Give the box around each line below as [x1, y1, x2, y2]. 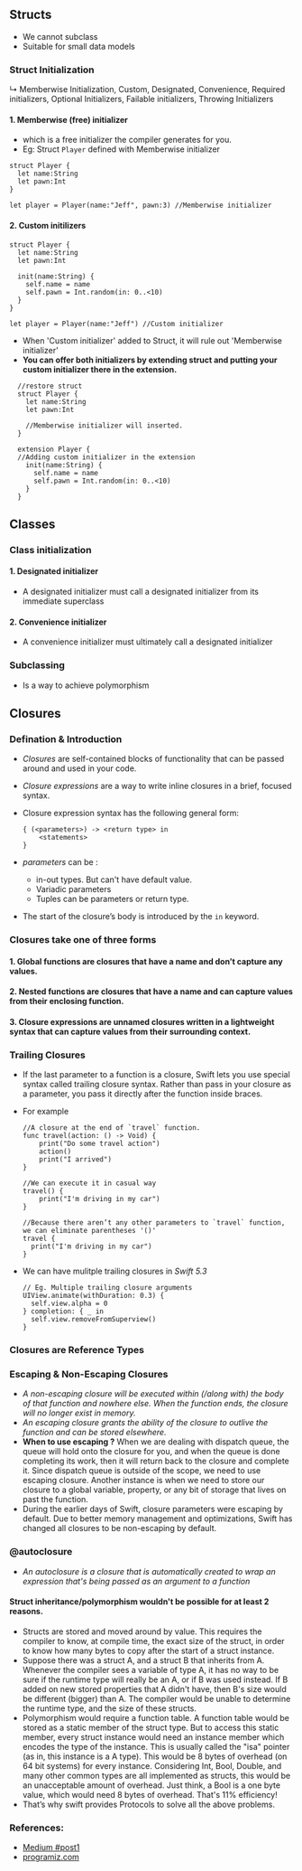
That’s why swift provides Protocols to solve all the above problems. [22, 1799, 275, 1810]
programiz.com [22, 1852, 79, 1863]
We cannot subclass [22, 31, 98, 42]
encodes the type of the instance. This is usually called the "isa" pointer [22, 1741, 290, 1752]
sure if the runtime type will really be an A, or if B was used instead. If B [22, 1674, 288, 1685]
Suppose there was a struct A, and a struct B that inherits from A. [22, 1654, 265, 1666]
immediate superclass [22, 596, 105, 606]
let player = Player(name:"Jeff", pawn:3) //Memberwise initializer [9, 201, 272, 211]
